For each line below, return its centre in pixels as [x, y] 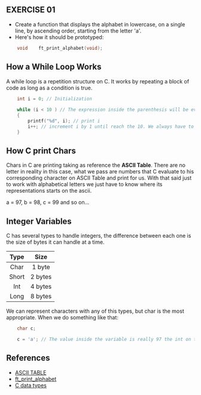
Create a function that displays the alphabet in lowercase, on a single [100, 24]
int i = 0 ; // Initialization [55, 98]
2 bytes [41, 277]
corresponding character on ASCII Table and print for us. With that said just [99, 178]
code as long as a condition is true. [49, 88]
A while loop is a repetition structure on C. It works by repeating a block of [98, 81]
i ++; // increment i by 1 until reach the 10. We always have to [111, 126]
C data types [31, 385]
